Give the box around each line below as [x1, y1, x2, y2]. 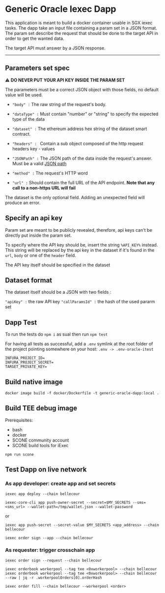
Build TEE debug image [5, 404, 78, 413]
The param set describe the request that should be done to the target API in [5, 30, 159, 36]
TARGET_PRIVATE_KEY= [5, 364, 48, 369]
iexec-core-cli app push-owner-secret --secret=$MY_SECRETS [5, 500, 131, 505]
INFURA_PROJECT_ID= [5, 356, 45, 361]
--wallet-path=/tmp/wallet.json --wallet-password [27, 504, 133, 509]
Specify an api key [5, 214, 63, 222]
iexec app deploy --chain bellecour [5, 491, 80, 496]
